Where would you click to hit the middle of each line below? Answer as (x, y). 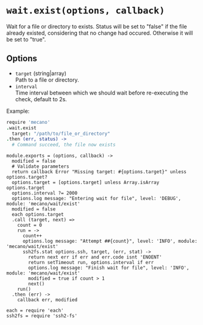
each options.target (38, 215)
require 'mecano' (28, 122)
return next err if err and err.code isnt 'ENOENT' (95, 257)
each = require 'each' (35, 311)
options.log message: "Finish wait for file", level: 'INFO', (109, 268)
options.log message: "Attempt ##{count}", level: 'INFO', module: (110, 241)
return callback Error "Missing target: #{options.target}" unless (99, 172)
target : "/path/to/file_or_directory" (61, 134)
